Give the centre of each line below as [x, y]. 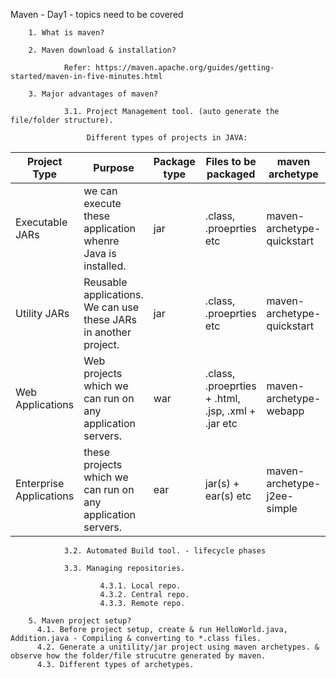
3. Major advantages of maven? [93, 94]
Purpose [114, 167]
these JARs [110, 319]
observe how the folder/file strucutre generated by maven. [138, 656]
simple [282, 508]
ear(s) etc [228, 496]
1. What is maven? [66, 33]
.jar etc [221, 423]
